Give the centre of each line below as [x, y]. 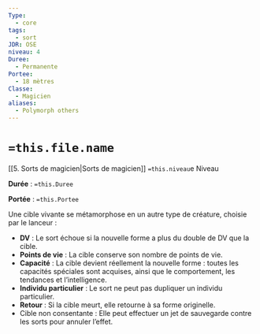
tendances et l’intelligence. [63, 280]
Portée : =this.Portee [44, 199]
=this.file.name [61, 148]
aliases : [22, 103]
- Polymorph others [47, 111]
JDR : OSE [22, 45]
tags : [17, 30]
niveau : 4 [24, 52]
